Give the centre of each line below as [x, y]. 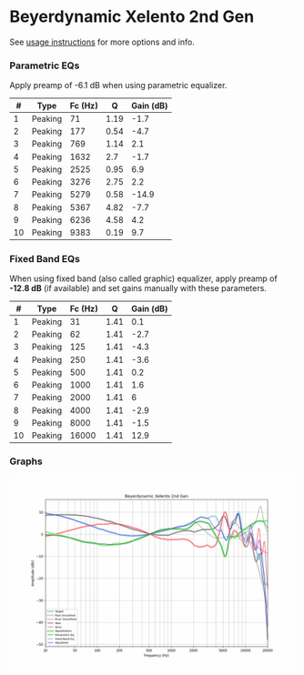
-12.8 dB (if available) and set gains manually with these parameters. [138, 288]
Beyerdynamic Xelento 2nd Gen [132, 17]
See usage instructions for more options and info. [102, 42]
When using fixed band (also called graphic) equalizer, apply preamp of [143, 278]
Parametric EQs [45, 65]
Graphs [26, 461]
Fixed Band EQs [45, 258]
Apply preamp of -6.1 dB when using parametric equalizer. [118, 86]
